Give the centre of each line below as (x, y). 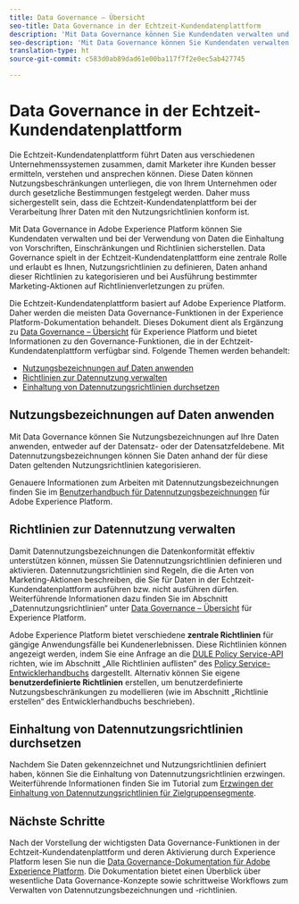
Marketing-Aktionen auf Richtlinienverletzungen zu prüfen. (117, 286)
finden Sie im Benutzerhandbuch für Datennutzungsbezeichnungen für (140, 491)
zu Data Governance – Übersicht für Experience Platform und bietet (133, 331)
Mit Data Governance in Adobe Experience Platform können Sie (126, 229)
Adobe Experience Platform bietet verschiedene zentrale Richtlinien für (141, 634)
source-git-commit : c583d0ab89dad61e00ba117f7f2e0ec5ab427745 (127, 59)
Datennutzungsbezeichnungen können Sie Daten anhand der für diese (139, 456)
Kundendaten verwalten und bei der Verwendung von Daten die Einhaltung (147, 239)
